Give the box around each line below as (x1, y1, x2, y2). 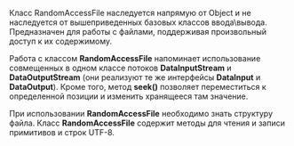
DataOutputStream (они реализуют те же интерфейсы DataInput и (9, 72, 261, 83)
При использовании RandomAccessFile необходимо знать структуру (9, 109, 274, 118)
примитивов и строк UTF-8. (9, 127, 115, 137)
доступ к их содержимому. (9, 36, 113, 46)
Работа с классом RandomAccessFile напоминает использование (9, 53, 261, 63)
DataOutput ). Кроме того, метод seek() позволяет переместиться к (9, 82, 266, 92)
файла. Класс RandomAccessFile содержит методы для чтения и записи (9, 118, 286, 128)
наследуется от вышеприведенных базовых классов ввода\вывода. (9, 17, 268, 28)
